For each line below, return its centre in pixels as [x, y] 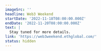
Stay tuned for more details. [40, 32]
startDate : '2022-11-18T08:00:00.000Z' [46, 18]
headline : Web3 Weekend [29, 14]
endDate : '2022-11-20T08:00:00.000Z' [43, 23]
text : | [13, 28]
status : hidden [20, 41]
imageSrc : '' [18, 9]
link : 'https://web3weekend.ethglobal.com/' [51, 37]
